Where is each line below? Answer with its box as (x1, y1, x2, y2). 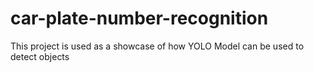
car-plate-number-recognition (10, 7, 269, 30)
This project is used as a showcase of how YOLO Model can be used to (10, 40, 305, 52)
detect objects (10, 50, 70, 62)
